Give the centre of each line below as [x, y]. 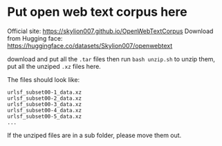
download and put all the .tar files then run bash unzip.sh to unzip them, [111, 59]
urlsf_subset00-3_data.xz [44, 104]
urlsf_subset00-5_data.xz [44, 116]
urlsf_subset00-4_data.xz [44, 110]
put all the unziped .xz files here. [54, 66]
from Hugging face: [35, 38]
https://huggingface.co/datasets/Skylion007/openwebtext [90, 45]
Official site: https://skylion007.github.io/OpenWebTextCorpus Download [110, 31]
